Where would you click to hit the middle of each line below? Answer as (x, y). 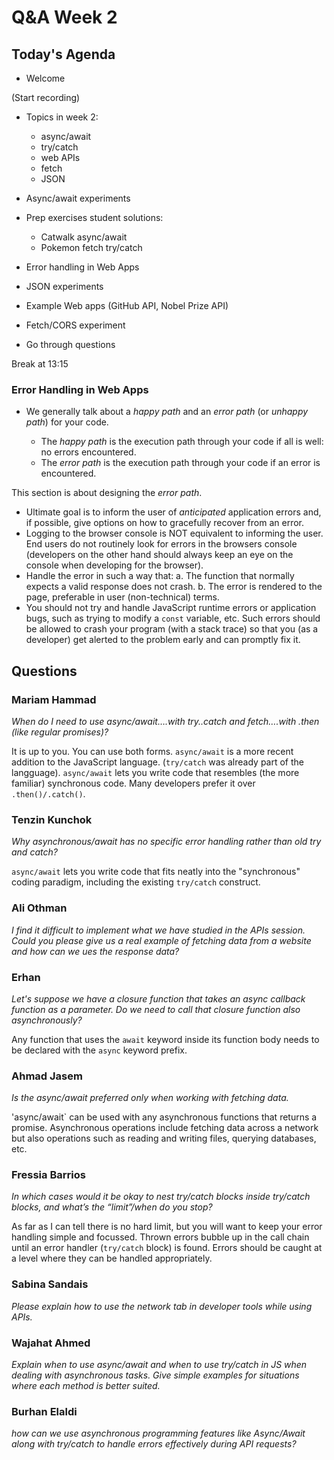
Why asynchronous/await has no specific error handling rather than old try (166, 842)
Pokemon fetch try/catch (91, 247)
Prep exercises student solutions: (94, 217)
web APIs (60, 157)
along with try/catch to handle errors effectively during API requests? (154, 1444)
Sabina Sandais (50, 1284)
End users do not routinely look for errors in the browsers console (161, 544)
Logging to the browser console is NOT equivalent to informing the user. (174, 533)
